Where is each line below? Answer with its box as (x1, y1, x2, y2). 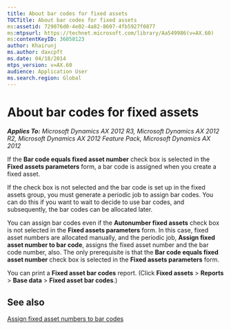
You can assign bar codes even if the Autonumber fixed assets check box (7, 219, 219, 227)
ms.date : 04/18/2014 (7, 55, 67, 62)
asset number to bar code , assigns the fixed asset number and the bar (7, 241, 209, 249)
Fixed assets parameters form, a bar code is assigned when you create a (7, 163, 217, 171)
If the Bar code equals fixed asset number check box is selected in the (7, 155, 210, 163)
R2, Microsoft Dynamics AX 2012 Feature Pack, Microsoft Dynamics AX (7, 134, 211, 143)
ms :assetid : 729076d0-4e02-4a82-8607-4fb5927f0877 (7, 23, 156, 30)
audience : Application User (7, 68, 88, 75)
